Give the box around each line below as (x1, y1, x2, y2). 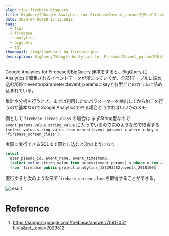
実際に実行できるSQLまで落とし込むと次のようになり (5, 141, 116, 147)
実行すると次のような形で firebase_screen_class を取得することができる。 (5, 175, 158, 181)
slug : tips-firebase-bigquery (5, 7, 69, 13)
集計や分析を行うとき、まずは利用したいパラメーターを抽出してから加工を (5, 98, 159, 104)
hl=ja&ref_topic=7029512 (12, 225, 64, 231)
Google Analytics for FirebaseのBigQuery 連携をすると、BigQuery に (5, 69, 147, 75)
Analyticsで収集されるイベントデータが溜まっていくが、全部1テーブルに (5, 75, 153, 81)
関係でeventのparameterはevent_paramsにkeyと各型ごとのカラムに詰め (14, 81, 162, 87)
